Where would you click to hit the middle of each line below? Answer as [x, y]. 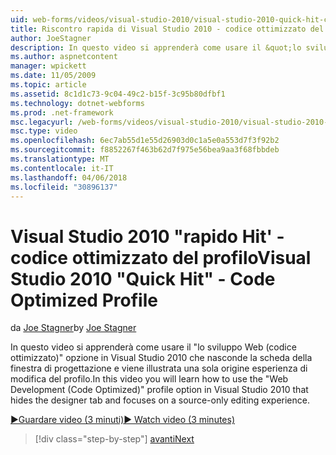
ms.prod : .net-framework [62, 112]
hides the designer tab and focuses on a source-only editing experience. [160, 400]
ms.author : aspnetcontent [64, 57]
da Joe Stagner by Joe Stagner [73, 328]
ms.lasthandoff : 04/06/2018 [69, 177]
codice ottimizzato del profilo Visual [161, 257]
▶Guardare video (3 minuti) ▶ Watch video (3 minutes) [123, 420]
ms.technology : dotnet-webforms [77, 103]
